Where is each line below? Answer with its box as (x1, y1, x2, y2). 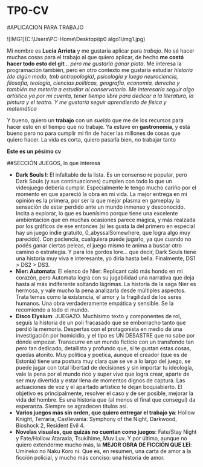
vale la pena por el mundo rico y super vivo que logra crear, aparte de (15, 370, 190, 377)
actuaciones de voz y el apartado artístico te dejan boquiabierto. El (15, 383, 182, 390)
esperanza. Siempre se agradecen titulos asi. (15, 402, 129, 410)
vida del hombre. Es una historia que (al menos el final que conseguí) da (15, 396, 196, 403)
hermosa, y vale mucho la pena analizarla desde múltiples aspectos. (15, 287, 186, 294)
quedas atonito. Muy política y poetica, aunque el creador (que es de (15, 351, 188, 358)
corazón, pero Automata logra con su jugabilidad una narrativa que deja (15, 273, 195, 281)
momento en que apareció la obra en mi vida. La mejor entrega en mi (15, 190, 188, 197)
